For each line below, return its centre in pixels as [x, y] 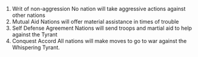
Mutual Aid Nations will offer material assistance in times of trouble [95, 22]
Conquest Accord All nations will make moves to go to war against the [99, 41]
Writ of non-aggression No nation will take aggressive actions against [99, 9]
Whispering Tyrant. [36, 47]
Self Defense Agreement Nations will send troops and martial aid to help [102, 28]
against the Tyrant [35, 35]
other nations [28, 15]
